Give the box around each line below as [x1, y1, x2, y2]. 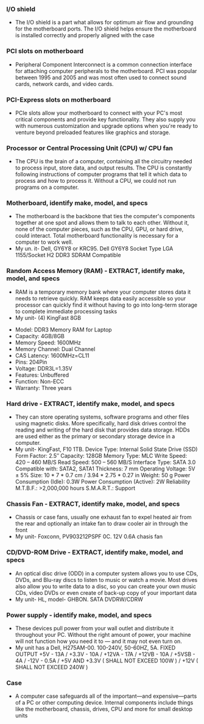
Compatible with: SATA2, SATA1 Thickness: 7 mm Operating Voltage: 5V [15, 465, 195, 472]
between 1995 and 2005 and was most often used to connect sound [15, 74, 187, 81]
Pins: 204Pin [15, 358, 47, 366]
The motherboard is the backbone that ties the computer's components [15, 213, 195, 220]
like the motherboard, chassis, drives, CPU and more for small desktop [15, 706, 193, 713]
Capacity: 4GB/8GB [15, 332, 65, 339]
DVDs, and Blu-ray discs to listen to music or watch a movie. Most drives [15, 576, 198, 583]
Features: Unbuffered [15, 371, 69, 378]
